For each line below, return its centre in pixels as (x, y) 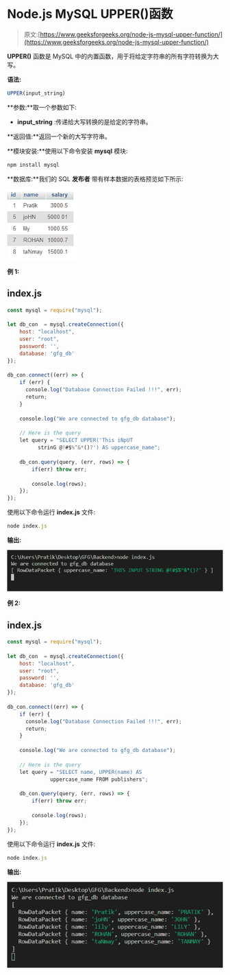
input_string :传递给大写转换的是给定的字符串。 (84, 121)
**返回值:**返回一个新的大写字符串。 (59, 136)
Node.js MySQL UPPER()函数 (90, 14)
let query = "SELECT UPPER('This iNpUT (76, 440)
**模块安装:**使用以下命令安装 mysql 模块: (67, 151)
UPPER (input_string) (37, 93)
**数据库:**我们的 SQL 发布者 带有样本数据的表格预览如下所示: (95, 178)
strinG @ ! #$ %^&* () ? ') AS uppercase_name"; (99, 448)
